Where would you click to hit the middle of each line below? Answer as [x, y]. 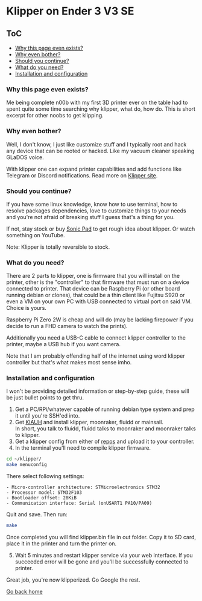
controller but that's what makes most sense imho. [69, 363]
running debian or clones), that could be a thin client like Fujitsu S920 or [96, 295]
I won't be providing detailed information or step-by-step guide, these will [98, 391]
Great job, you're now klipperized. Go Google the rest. [73, 580]
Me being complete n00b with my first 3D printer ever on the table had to [97, 103]
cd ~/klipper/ [24, 459]
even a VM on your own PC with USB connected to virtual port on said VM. [99, 301]
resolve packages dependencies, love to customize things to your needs [96, 211]
